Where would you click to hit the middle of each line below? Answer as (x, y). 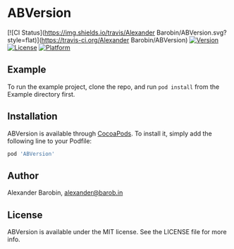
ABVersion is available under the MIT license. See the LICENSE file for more (117, 232)
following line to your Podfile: (50, 141)
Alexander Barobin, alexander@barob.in (65, 193)
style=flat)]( (25, 40)
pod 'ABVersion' (31, 154)
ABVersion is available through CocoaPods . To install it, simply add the (110, 133)
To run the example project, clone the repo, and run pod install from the (113, 87)
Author (23, 175)
